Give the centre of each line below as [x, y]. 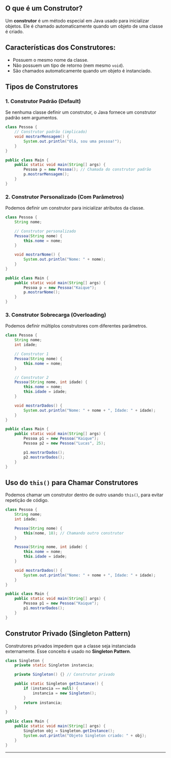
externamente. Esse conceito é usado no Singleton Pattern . [68, 651]
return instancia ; [43, 703]
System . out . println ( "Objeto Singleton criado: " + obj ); [85, 736]
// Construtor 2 [32, 377]
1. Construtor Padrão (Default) [43, 101]
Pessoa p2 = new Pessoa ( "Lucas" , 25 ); [65, 443]
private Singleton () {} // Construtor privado [65, 675]
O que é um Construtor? [44, 8]
